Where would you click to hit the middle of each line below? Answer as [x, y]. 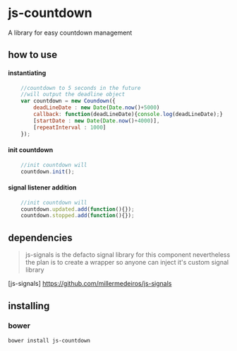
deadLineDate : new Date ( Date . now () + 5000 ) [97, 108]
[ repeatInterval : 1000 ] [70, 127]
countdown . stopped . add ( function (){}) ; [78, 216]
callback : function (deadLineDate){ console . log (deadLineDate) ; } [128, 115]
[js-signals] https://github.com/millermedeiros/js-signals [90, 284]
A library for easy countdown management [70, 33]
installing [29, 306]
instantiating [27, 73]
